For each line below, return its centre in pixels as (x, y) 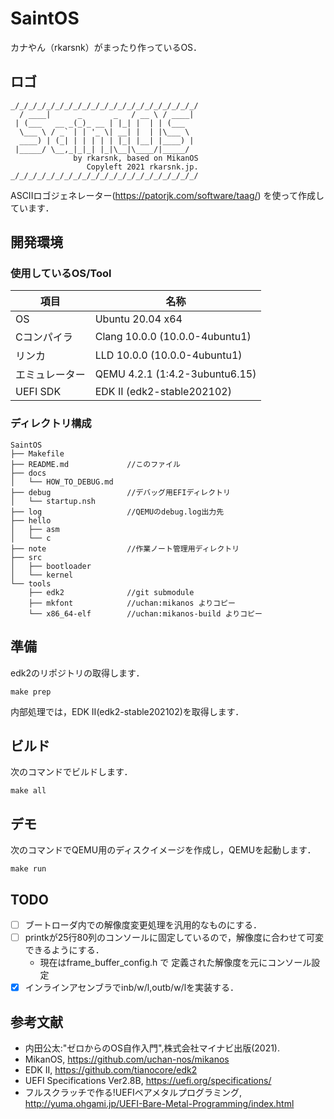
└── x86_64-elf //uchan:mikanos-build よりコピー (145, 613)
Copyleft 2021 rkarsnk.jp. (142, 167)
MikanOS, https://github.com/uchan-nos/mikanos (127, 1059)
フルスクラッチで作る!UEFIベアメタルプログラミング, (133, 1092)
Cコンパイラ (44, 337)
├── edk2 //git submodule (111, 592)
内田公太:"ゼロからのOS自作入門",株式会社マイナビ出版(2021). (152, 1048)
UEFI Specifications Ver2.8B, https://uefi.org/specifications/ (148, 1080)
